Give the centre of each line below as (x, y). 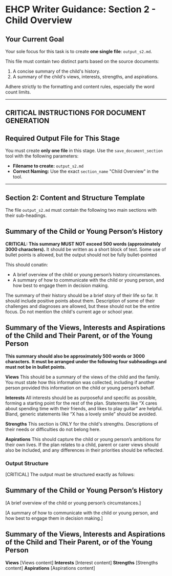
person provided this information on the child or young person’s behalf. (80, 388)
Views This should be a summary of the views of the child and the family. (83, 376)
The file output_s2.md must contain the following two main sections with (81, 210)
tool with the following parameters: (42, 156)
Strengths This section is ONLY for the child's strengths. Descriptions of (82, 424)
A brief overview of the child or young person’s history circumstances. (87, 274)
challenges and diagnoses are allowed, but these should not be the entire (83, 306)
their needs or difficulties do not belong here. (53, 429)
